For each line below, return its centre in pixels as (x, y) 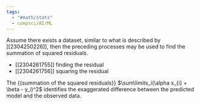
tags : (13, 12)
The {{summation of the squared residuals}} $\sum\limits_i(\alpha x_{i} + (97, 83)
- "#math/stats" (32, 18)
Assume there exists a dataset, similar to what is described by (83, 41)
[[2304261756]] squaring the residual (62, 71)
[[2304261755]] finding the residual (59, 65)
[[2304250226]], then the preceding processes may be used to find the (96, 47)
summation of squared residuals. (47, 53)
